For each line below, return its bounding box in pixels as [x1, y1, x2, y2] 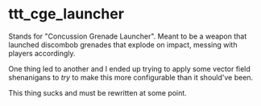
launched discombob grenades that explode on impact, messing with [8, 39, 238, 49]
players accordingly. [8, 48, 76, 58]
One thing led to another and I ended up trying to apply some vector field [8, 63, 251, 73]
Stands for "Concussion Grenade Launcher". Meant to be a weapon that [8, 31, 247, 41]
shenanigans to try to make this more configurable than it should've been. [8, 72, 254, 82]
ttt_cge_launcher [8, 5, 125, 23]
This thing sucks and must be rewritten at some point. [8, 88, 187, 97]
